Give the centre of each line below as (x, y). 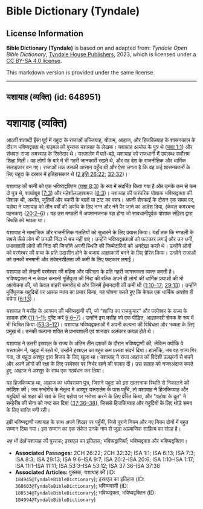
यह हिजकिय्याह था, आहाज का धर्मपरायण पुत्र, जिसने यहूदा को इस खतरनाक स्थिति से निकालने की (98, 383)
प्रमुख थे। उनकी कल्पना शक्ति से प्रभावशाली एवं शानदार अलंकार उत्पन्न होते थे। (80, 331)
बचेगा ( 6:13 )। (21, 299)
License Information (45, 34)
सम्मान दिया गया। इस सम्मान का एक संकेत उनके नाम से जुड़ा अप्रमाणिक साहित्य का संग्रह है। (94, 429)
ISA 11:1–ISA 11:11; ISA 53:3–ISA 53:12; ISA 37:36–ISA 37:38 (87, 466)
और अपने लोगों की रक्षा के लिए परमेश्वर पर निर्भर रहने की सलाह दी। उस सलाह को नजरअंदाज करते (100, 364)
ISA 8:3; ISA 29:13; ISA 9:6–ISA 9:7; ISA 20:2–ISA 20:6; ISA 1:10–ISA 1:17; (105, 459)
